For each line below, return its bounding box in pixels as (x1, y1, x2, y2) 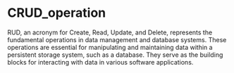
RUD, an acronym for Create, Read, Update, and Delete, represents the (7, 28, 213, 36)
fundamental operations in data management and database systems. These (7, 35, 227, 44)
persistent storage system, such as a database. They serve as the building (7, 51, 223, 59)
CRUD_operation (7, 5, 106, 21)
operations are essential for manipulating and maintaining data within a (7, 43, 213, 51)
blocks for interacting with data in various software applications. (7, 58, 194, 66)
